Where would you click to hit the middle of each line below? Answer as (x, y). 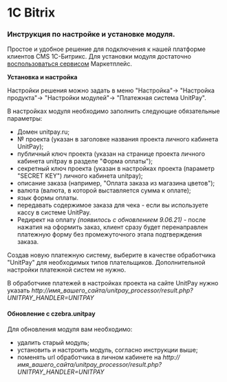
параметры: (25, 119)
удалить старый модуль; (53, 342)
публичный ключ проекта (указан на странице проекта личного (111, 154)
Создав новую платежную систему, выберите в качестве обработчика (111, 255)
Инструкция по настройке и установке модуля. (91, 34)
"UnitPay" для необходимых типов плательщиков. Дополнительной (106, 263)
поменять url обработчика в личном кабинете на (89, 357)
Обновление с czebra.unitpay (51, 314)
